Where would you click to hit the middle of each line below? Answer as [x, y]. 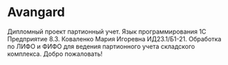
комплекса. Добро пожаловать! [55, 54]
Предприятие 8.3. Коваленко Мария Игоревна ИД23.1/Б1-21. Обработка [114, 38]
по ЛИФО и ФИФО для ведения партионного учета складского [101, 46]
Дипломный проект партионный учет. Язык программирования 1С [107, 31]
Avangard [36, 12]
